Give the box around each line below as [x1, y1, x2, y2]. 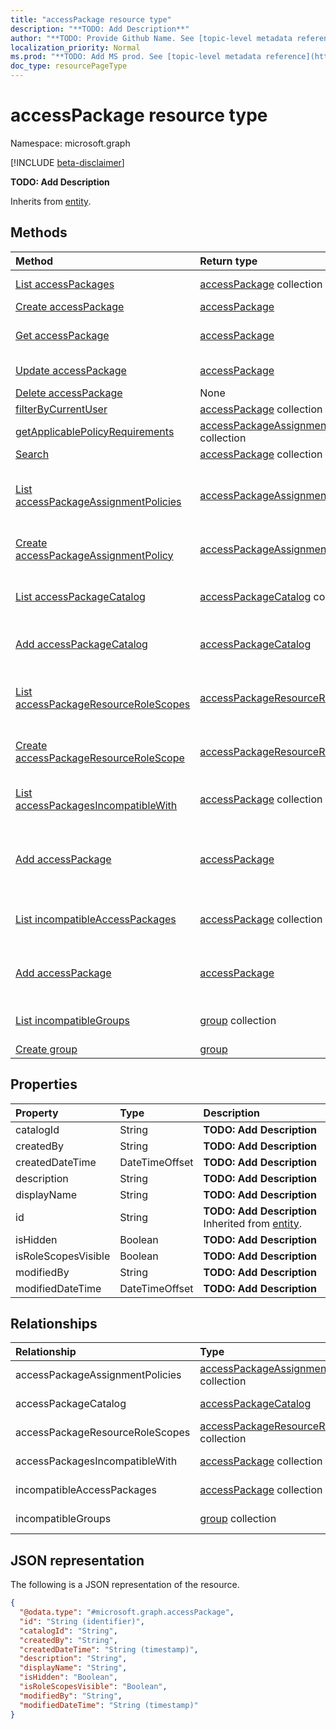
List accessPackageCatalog [15, 589, 146, 603]
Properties [10, 1076, 78, 1093]
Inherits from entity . [10, 195, 92, 207]
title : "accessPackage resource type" [10, 14, 172, 25]
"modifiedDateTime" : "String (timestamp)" [19, 1700, 199, 1710]
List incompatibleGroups [15, 1013, 131, 1027]
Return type [199, 254, 258, 268]
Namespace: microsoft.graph [10, 137, 131, 149]
